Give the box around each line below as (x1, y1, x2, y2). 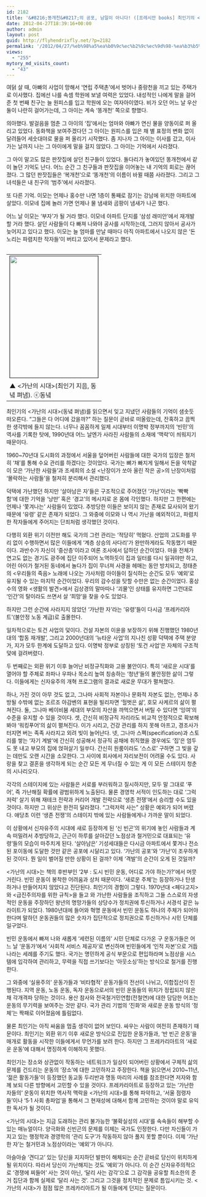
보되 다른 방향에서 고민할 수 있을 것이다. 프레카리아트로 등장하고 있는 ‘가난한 (12, 1082, 194, 1089)
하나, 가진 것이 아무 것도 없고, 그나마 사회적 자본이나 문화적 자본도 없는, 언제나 (6, 691, 193, 699)
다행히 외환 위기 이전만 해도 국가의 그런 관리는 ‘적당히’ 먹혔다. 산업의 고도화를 (6, 532, 191, 539)
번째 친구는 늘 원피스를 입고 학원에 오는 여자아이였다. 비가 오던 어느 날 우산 (19, 99, 197, 106)
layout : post (6, 32, 40, 38)
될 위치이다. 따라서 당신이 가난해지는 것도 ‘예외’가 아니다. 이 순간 (6, 1161, 159, 1169)
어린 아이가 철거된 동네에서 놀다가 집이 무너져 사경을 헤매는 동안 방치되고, (6, 562, 181, 570)
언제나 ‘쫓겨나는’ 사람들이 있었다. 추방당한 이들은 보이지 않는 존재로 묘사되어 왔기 (6, 503, 199, 510)
